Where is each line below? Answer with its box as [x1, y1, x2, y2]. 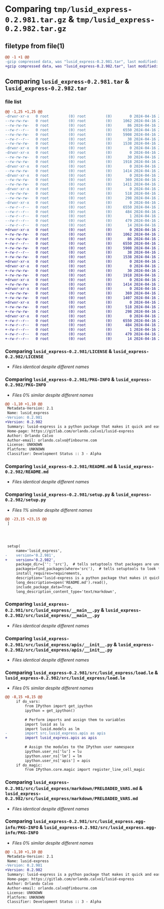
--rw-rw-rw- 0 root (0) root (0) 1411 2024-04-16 [5, 182, 156, 187]
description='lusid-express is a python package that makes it [16, 576, 147, 580]
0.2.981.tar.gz [5, 16, 67, 25]
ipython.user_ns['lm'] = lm [24, 753, 82, 759]
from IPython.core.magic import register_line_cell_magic [24, 767, 145, 772]
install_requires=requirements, [16, 571, 82, 576]
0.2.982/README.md [5, 469, 49, 475]
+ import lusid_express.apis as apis [5, 736, 97, 741]
